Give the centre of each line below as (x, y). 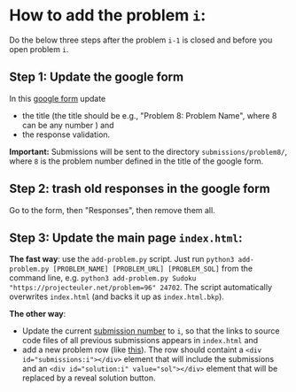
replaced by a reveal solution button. (89, 378)
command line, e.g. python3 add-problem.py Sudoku (103, 278)
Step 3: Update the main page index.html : (126, 238)
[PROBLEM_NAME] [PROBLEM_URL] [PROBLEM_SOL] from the (153, 269)
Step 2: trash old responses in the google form (140, 189)
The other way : (38, 314)
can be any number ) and (68, 125)
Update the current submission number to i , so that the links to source (151, 331)
